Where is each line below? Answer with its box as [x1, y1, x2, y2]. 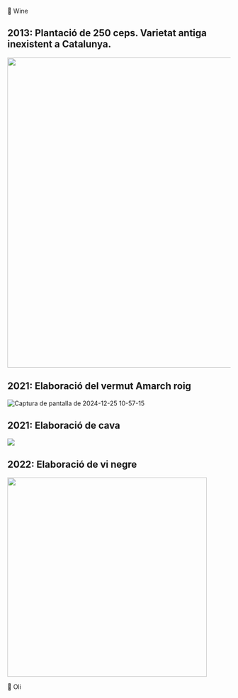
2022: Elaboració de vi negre [7, 458, 137, 471]
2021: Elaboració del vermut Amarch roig [7, 380, 191, 393]
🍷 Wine [7, 7, 28, 15]
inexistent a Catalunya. [7, 38, 112, 50]
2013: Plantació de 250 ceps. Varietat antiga [7, 27, 208, 39]
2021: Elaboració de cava [7, 420, 120, 432]
